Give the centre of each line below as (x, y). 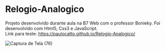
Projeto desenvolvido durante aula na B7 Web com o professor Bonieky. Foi (83, 23)
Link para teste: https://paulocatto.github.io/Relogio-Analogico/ (70, 33)
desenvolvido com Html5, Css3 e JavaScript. (51, 28)
